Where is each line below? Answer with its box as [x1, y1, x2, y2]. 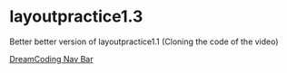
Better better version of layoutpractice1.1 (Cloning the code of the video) [9, 36, 279, 47]
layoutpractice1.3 [9, 6, 143, 27]
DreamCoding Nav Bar [9, 53, 94, 64]
